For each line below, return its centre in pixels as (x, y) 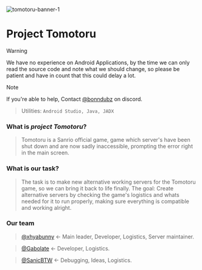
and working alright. (46, 207)
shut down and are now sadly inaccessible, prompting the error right (107, 147)
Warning (17, 50)
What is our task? (33, 168)
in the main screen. (45, 153)
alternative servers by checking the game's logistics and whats (100, 195)
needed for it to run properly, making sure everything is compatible (105, 201)
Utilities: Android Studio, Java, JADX (68, 111)
